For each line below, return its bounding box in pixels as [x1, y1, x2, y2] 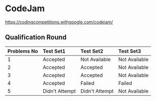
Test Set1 [43, 47, 66, 54]
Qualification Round [5, 33, 67, 41]
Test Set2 [80, 47, 104, 54]
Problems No [7, 47, 38, 54]
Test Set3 [118, 47, 141, 54]
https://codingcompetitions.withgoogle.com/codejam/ [5, 19, 113, 25]
